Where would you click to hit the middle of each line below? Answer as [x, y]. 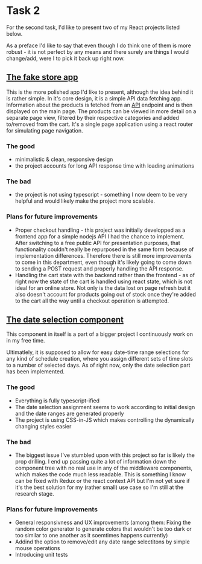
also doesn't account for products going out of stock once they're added [105, 294]
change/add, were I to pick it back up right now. [65, 58]
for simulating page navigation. [45, 130]
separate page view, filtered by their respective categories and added [93, 117]
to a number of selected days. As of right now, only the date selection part [99, 365]
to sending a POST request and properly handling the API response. [99, 268]
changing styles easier [43, 426]
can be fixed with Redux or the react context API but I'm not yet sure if [102, 481]
